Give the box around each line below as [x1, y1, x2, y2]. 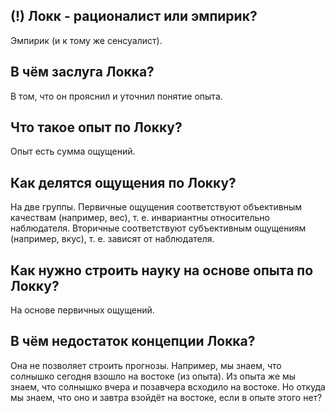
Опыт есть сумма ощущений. [10, 145, 136, 158]
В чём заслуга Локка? [10, 64, 155, 81]
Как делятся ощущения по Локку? [10, 174, 237, 191]
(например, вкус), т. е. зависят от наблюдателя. [10, 233, 215, 245]
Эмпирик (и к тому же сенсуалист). [10, 34, 163, 46]
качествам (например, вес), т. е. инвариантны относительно [10, 212, 270, 224]
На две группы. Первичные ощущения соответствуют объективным [10, 201, 303, 213]
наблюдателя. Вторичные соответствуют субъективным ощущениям [10, 222, 307, 234]
